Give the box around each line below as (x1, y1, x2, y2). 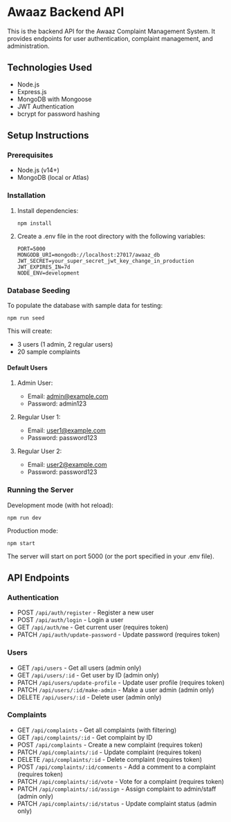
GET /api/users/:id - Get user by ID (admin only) (17, 670, 159, 679)
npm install (17, 219, 52, 227)
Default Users (7, 363, 48, 372)
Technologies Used (7, 62, 92, 73)
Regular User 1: (17, 413, 61, 421)
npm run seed (7, 315, 45, 322)
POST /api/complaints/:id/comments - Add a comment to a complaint (17, 762, 216, 771)
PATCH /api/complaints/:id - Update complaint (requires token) (17, 748, 202, 756)
